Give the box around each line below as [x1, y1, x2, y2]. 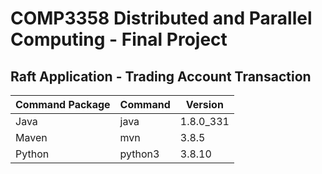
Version [185, 98, 224, 111]
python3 [119, 147, 160, 161]
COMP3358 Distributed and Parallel [10, 7, 313, 30]
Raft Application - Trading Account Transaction [10, 68, 312, 85]
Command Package [15, 98, 111, 111]
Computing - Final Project [10, 28, 228, 51]
